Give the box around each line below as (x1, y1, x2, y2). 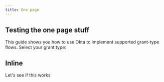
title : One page (5, 7, 39, 12)
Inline (5, 58, 23, 67)
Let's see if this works (5, 72, 51, 78)
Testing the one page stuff (5, 26, 89, 34)
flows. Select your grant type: (5, 44, 67, 50)
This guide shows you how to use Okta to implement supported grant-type (5, 39, 159, 45)
